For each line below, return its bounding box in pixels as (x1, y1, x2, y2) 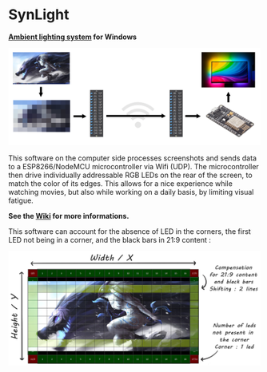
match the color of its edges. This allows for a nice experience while (8, 179, 233, 188)
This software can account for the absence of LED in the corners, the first (8, 227, 252, 236)
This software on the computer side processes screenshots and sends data (8, 153, 257, 163)
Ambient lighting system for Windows (8, 32, 137, 42)
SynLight (8, 6, 70, 24)
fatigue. (8, 196, 34, 205)
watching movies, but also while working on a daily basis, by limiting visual (8, 188, 254, 197)
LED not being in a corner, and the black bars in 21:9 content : (8, 235, 212, 245)
